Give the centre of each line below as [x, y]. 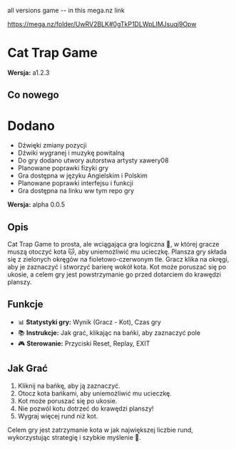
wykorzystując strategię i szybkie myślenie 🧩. [74, 437]
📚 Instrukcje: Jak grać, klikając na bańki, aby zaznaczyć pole [109, 332]
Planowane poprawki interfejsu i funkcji [76, 183]
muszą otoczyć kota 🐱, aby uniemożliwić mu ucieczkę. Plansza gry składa [117, 252]
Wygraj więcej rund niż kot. [58, 416]
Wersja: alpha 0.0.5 [36, 205]
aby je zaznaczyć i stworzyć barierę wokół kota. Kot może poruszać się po [117, 267]
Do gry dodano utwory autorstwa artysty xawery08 [93, 160]
